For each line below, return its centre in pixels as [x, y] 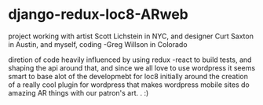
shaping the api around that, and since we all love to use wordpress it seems [132, 67]
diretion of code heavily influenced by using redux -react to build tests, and [130, 60]
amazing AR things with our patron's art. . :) [79, 92]
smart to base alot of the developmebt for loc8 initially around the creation [128, 76]
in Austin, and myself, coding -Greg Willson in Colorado [98, 44]
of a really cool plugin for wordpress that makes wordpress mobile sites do [129, 85]
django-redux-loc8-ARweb [98, 14]
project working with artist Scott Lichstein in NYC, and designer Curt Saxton [131, 36]
